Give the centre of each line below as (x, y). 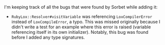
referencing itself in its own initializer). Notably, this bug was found (80, 32)
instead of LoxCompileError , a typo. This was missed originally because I (86, 22)
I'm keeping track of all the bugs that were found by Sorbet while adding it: (81, 7)
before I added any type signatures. (48, 37)
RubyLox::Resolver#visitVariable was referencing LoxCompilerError (82, 16)
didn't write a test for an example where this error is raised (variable (81, 27)
